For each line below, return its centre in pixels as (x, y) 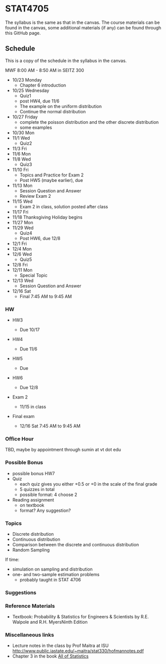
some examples (36, 127)
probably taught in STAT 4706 (50, 580)
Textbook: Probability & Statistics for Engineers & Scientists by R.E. (81, 617)
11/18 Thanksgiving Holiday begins (47, 217)
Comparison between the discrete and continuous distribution (76, 544)
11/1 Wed (21, 138)
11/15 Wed (22, 201)
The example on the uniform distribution (61, 106)
